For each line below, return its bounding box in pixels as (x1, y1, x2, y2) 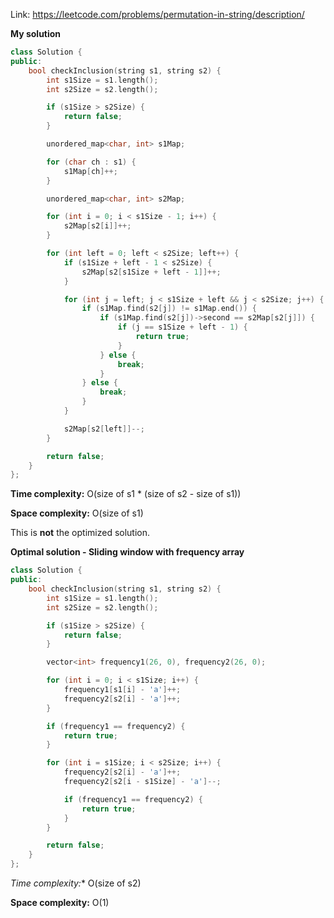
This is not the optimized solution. (10, 527, 151, 539)
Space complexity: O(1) (10, 897, 110, 908)
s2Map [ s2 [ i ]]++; (63, 221, 132, 231)
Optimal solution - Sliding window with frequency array (10, 546, 245, 558)
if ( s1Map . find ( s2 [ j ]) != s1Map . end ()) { (81, 304, 257, 314)
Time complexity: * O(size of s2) (10, 877, 142, 889)
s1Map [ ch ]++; (63, 166, 118, 176)
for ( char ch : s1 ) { (46, 157, 137, 167)
